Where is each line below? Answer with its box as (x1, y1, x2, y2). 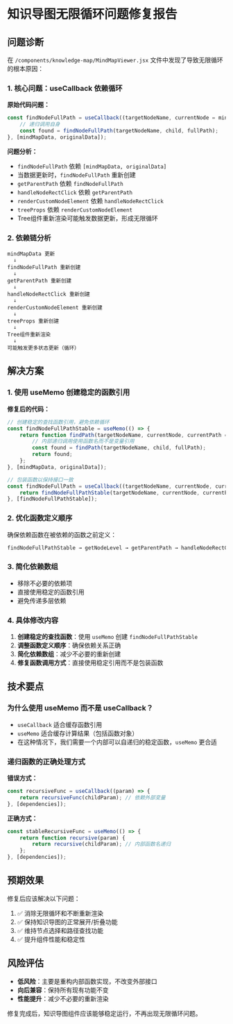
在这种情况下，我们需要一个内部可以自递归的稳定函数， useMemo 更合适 (17, 737, 217, 746)
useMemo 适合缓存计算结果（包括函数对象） (17, 729, 139, 737)
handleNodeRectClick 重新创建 (7, 291, 90, 298)
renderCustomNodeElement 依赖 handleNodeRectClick (17, 196, 164, 205)
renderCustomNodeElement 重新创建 (7, 305, 103, 312)
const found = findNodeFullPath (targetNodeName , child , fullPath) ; (19, 128, 218, 135)
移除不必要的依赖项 (17, 579, 73, 587)
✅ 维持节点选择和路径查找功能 (17, 926, 104, 935)
